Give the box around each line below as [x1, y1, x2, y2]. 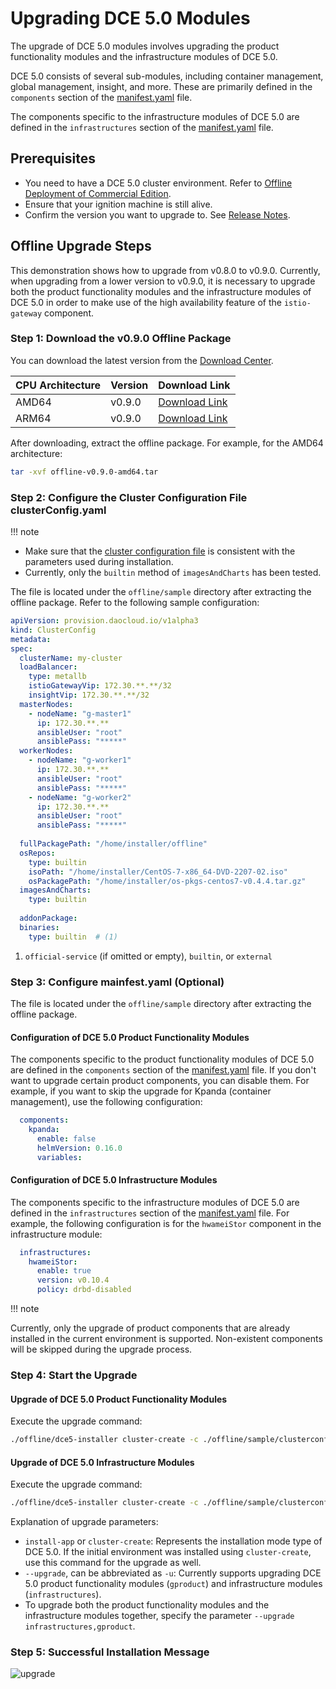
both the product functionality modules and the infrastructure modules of [10, 285, 312, 297]
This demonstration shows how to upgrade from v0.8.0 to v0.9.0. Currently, [10, 264, 321, 276]
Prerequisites [10, 150, 96, 167]
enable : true [36, 1266, 92, 1276]
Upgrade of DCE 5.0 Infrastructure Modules [10, 1456, 195, 1468]
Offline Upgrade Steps [10, 238, 152, 255]
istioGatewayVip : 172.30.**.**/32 [28, 681, 172, 691]
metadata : [10, 634, 52, 644]
